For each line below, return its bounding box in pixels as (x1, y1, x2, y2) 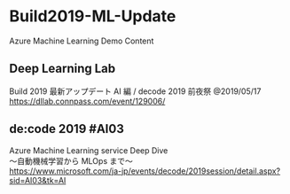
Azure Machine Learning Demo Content (9, 35, 154, 46)
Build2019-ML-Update (9, 6, 176, 27)
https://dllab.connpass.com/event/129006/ (9, 96, 166, 106)
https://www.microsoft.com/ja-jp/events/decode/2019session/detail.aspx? (9, 166, 281, 176)
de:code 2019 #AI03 (9, 121, 124, 136)
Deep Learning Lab (9, 61, 116, 76)
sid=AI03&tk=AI (9, 175, 67, 185)
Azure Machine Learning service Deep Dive (9, 144, 169, 156)
